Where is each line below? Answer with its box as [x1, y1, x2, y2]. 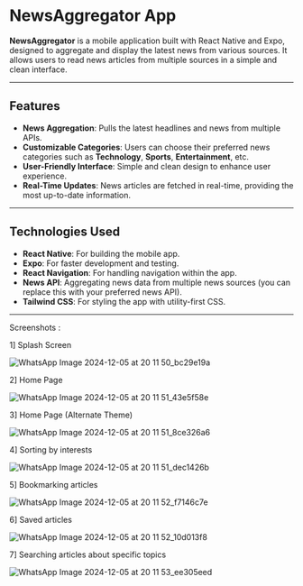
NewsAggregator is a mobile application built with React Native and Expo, [9, 35, 286, 46]
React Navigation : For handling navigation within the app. [22, 267, 237, 278]
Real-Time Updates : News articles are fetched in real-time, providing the [22, 179, 294, 190]
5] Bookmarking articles [9, 479, 98, 490]
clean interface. [9, 64, 68, 75]
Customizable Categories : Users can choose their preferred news [22, 142, 271, 152]
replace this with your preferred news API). [22, 286, 182, 298]
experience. [22, 170, 68, 181]
